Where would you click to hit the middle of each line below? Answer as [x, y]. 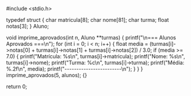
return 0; [17, 87]
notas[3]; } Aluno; [27, 26]
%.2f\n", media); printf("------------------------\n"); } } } [75, 69]
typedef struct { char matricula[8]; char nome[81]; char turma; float [88, 20]
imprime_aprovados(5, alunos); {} [47, 75]
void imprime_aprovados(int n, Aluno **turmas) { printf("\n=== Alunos [91, 37]
